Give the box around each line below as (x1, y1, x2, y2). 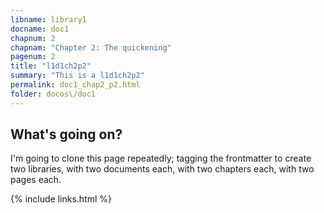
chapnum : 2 (10, 33, 56, 43)
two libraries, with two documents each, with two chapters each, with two (10, 163, 315, 175)
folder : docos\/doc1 (10, 89, 97, 99)
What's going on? (10, 126, 123, 143)
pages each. (10, 174, 62, 186)
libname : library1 (10, 14, 87, 25)
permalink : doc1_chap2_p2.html (10, 80, 141, 90)
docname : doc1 (10, 24, 70, 34)
